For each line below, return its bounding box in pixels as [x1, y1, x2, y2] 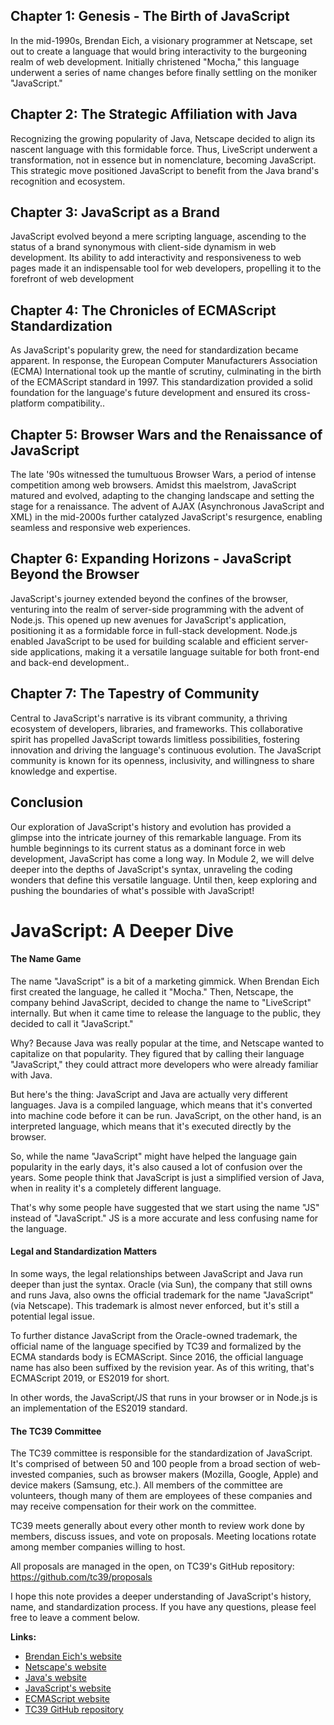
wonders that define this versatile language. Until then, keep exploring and [10, 874, 317, 886]
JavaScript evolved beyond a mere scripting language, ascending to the [10, 230, 307, 243]
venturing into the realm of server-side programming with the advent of [10, 603, 305, 615]
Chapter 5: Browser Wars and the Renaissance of [10, 426, 323, 443]
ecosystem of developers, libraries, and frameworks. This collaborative [10, 722, 303, 734]
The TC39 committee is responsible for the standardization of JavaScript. [10, 1447, 313, 1459]
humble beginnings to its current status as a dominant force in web [10, 842, 286, 854]
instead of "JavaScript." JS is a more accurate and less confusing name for [10, 1212, 319, 1224]
